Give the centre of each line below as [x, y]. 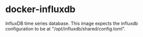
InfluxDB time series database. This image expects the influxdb [72, 23]
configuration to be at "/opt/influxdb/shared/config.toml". [65, 28]
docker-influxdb [40, 9]
